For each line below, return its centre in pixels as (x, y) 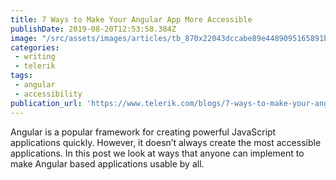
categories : (35, 47)
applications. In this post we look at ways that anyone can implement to (157, 153)
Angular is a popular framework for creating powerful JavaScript (143, 132)
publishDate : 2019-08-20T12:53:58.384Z (93, 29)
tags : (21, 76)
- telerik (35, 66)
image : (24, 38)
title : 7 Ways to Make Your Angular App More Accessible (131, 19)
